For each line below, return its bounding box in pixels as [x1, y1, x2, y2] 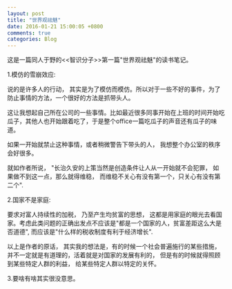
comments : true [7, 29, 51, 37]
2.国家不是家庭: [7, 196, 51, 204]
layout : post [7, 10, 45, 17]
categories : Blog [7, 36, 57, 43]
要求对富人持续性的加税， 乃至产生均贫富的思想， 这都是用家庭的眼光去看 [7, 210, 216, 218]
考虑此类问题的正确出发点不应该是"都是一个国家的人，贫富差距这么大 [19, 219, 216, 227]
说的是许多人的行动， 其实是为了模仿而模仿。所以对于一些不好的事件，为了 [7, 85, 221, 93]
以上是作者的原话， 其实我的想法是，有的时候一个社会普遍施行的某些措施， [7, 243, 221, 251]
